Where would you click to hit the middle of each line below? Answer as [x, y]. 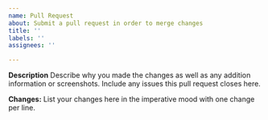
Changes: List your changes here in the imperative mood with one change [132, 99]
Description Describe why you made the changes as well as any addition [130, 75]
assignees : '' [32, 46]
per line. [22, 108]
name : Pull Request [41, 16]
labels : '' [27, 38]
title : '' [25, 30]
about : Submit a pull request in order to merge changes [106, 23]
